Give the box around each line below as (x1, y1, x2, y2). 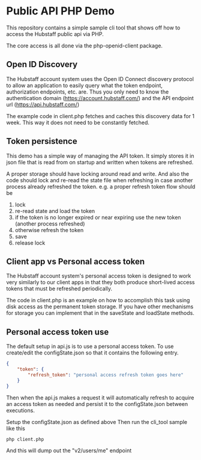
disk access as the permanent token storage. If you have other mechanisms (6, 303, 194, 310)
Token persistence (6, 136, 77, 146)
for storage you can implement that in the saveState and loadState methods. (6, 309, 195, 317)
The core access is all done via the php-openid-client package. (6, 42, 163, 49)
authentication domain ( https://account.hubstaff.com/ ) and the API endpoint (6, 94, 194, 101)
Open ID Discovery (6, 59, 78, 70)
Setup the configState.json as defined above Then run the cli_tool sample (6, 418, 188, 425)
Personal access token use (6, 327, 109, 337)
